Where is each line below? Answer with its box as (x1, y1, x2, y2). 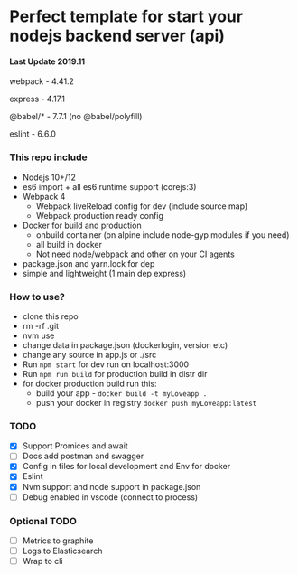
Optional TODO (9, 514, 77, 527)
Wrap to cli (22, 556, 63, 567)
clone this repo (22, 310, 79, 322)
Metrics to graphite (22, 535, 94, 546)
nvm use (22, 330, 55, 341)
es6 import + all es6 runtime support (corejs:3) (22, 181, 197, 192)
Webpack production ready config (35, 210, 164, 221)
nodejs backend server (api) (9, 25, 226, 46)
